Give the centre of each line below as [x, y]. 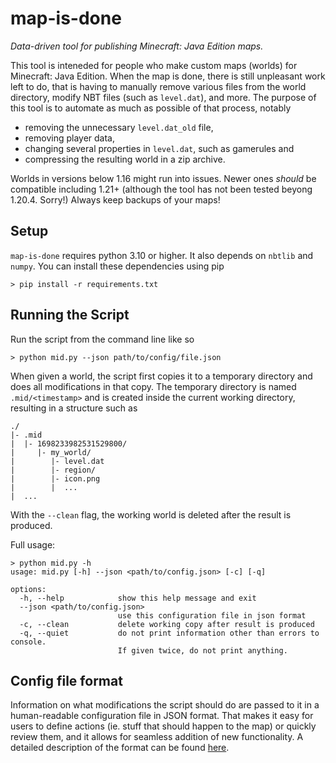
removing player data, [69, 138]
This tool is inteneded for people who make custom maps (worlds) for [154, 65]
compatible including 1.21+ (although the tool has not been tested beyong [161, 189]
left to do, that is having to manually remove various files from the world [158, 86]
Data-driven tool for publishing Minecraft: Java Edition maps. [137, 46]
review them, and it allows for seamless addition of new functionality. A [157, 737]
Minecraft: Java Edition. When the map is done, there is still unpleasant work [168, 76]
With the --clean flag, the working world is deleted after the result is [151, 514]
